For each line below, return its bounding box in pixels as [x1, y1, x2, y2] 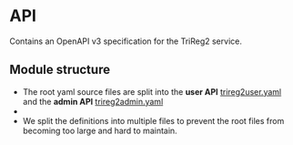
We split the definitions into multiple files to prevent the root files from [22, 115, 285, 126]
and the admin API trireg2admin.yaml [22, 96, 164, 107]
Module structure [9, 62, 111, 78]
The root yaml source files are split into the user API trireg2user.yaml [22, 86, 282, 97]
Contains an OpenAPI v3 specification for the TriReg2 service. [9, 36, 243, 47]
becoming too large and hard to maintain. [22, 125, 177, 136]
